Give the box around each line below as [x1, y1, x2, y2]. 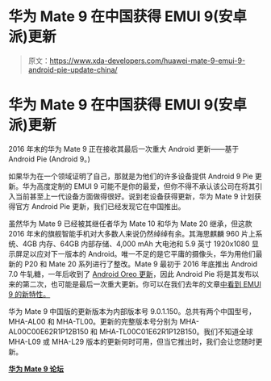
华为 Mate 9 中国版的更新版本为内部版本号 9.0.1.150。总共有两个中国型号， [8, 306, 256, 316]
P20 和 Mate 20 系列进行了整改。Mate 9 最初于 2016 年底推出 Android [23, 259, 258, 269]
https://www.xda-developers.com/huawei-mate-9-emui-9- [49, 56, 246, 65]
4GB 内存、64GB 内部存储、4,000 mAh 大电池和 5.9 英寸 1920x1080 [22, 239, 250, 249]
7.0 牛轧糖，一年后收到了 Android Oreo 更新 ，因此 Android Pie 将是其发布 [8, 269, 252, 278]
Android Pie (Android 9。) [8, 154, 90, 164]
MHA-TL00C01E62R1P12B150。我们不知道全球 [99, 326, 254, 336]
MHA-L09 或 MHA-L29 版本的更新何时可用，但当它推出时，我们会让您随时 [8, 337, 256, 346]
